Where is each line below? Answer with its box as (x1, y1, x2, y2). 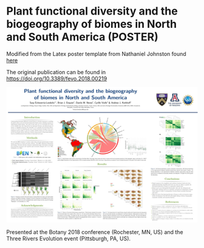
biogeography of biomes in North (6, 17, 177, 31)
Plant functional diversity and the (6, 4, 178, 18)
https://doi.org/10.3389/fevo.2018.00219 (6, 75, 107, 82)
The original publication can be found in (6, 68, 106, 75)
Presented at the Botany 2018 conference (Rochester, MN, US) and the (6, 229, 183, 236)
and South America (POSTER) (6, 30, 159, 44)
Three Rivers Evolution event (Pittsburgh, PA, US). (6, 235, 131, 243)
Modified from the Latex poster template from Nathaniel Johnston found (6, 50, 186, 57)
